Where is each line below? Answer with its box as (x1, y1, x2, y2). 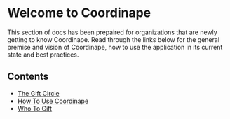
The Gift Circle (17, 89, 60, 97)
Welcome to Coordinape (7, 5, 151, 21)
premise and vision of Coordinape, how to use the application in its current (7, 43, 223, 51)
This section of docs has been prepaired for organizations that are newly (7, 28, 217, 36)
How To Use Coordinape (17, 97, 89, 105)
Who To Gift (17, 104, 53, 113)
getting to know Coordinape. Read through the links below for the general (7, 35, 219, 43)
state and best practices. (7, 50, 79, 59)
